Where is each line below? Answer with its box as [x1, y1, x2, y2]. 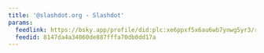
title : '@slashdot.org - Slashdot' [8, 11, 125, 19]
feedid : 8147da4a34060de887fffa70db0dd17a [15, 33, 156, 41]
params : [8, 19, 34, 26]
